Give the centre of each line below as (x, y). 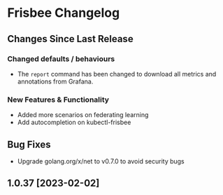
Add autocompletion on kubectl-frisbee (74, 122)
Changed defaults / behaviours (61, 59)
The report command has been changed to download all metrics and (117, 74)
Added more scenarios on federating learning (83, 115)
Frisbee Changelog (64, 13)
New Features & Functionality (58, 100)
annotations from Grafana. (55, 81)
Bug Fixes (29, 144)
